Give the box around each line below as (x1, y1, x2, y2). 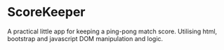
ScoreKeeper (7, 4, 86, 20)
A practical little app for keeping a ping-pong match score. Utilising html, (7, 27, 218, 35)
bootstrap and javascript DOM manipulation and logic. (7, 34, 164, 42)
